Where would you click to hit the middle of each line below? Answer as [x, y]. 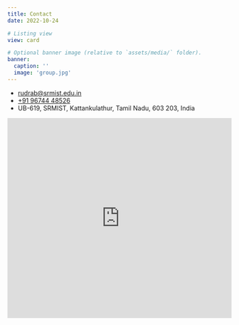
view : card [23, 40]
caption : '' [32, 66]
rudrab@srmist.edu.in [49, 92]
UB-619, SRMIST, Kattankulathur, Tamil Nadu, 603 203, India [106, 108]
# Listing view [30, 33]
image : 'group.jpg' [43, 73]
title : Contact [30, 14]
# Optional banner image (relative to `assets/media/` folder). [105, 53]
